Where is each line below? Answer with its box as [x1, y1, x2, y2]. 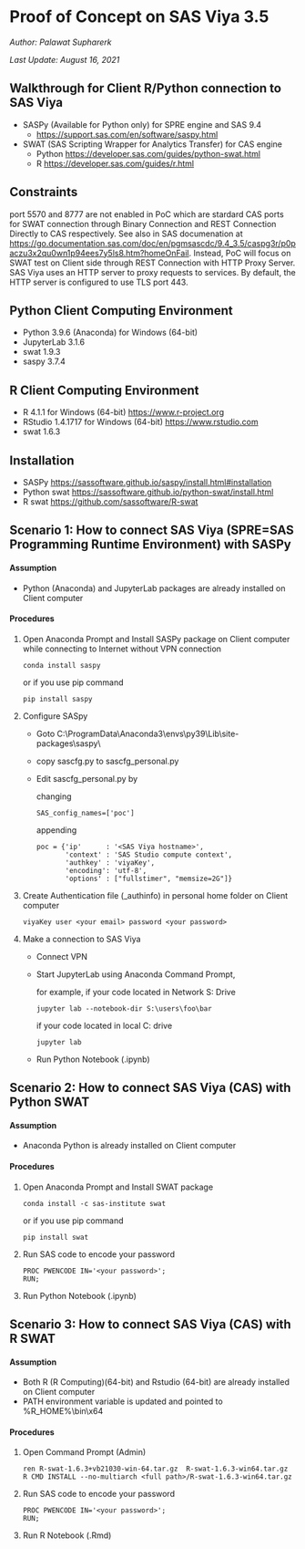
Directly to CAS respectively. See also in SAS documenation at [9, 228, 243, 239]
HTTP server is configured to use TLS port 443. [9, 276, 188, 287]
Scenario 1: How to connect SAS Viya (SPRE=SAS [9, 523, 294, 538]
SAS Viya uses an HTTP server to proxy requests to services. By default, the [9, 266, 296, 277]
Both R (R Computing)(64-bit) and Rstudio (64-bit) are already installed [22, 1377, 290, 1388]
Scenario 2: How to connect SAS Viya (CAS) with [9, 1080, 291, 1096]
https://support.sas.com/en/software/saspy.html [36, 129, 219, 140]
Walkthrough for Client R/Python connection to [9, 80, 282, 97]
